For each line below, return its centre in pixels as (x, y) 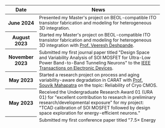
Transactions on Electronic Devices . (76, 68)
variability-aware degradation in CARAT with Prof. (91, 80)
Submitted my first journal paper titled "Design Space (94, 52)
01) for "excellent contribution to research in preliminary (97, 97)
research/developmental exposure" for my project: (91, 102)
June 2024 (21, 23)
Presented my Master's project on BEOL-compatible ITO (98, 17)
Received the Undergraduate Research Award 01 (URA (96, 92)
